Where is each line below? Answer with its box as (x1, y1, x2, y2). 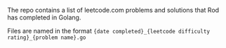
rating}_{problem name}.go (7, 34, 86, 41)
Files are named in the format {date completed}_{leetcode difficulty (7, 27, 211, 35)
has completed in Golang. (7, 13, 81, 22)
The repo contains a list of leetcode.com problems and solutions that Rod (7, 6, 220, 14)
